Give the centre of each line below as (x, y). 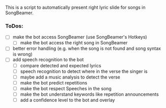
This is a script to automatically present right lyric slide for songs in (75, 7)
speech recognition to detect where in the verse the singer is (84, 71)
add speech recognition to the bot (48, 60)
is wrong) (23, 54)
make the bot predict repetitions (54, 83)
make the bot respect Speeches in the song (66, 88)
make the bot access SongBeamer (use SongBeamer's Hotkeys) (80, 37)
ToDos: (14, 26)
